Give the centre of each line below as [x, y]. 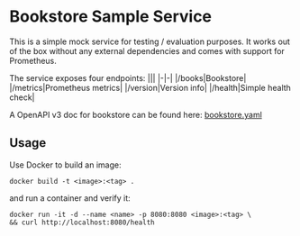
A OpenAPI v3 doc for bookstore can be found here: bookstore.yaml [136, 114]
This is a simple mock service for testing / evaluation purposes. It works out [150, 41]
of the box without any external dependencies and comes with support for [147, 50]
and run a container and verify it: [70, 198]
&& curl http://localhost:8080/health [82, 222]
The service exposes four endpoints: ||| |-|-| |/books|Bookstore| [128, 77]
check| [22, 97]
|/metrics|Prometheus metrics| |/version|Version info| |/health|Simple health [150, 87]
